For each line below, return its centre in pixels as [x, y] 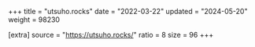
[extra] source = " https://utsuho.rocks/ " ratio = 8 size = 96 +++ [111, 35]
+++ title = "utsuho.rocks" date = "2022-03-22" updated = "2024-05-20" [128, 11]
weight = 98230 [34, 20]
